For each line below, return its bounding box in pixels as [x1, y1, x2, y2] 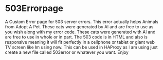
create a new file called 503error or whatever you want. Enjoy [5, 49, 129, 55]
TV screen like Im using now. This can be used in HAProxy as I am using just [5, 44, 158, 50]
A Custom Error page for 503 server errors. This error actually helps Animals [5, 19, 159, 24]
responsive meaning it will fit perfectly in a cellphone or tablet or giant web [5, 39, 155, 45]
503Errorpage [5, 3, 64, 14]
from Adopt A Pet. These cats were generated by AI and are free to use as [5, 24, 154, 29]
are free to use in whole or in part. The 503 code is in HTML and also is [5, 34, 147, 40]
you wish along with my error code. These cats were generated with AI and [5, 29, 156, 35]
